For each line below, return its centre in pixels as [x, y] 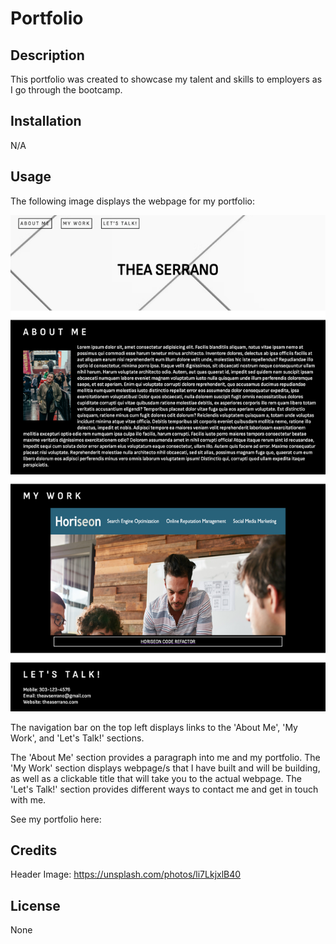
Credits [34, 850]
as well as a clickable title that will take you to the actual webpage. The [156, 778]
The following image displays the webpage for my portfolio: [132, 201]
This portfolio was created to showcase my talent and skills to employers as [166, 79]
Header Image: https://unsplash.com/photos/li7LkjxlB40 [126, 874]
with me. [28, 799]
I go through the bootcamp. [66, 90]
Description [47, 55]
